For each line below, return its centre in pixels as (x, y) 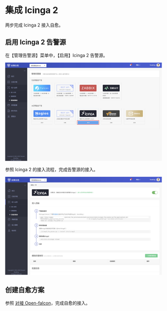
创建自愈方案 (25, 290)
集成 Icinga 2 (32, 10)
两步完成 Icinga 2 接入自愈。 (34, 25)
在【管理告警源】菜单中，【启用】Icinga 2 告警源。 (56, 55)
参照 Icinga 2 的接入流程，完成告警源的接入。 (52, 169)
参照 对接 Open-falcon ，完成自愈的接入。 (48, 303)
